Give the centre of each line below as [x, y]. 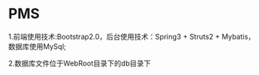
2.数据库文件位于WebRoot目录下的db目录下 [80, 63]
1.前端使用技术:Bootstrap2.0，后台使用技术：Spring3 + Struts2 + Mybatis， [132, 36]
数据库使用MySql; [37, 46]
